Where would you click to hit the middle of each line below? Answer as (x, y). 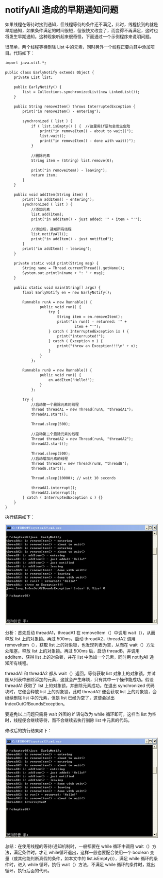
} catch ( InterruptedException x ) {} (63, 497)
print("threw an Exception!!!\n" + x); (97, 346)
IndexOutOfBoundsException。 (36, 703)
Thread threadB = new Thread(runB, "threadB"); (80, 463)
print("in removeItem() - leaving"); (69, 170)
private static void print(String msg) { (56, 263)
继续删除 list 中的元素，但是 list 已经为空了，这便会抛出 (60, 698)
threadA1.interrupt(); (54, 488)
